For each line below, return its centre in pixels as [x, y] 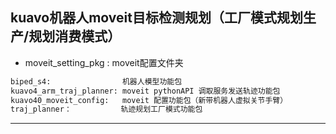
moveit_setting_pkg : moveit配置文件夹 [104, 62]
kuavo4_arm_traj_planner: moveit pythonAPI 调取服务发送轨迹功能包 [145, 91]
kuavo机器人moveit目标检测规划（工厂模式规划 [156, 18]
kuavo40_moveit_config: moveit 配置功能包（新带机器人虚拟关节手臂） [149, 100]
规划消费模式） [75, 36]
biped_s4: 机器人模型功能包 [96, 81]
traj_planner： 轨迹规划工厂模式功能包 [106, 109]
